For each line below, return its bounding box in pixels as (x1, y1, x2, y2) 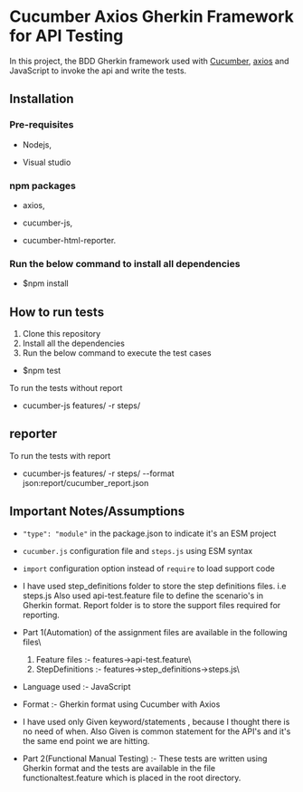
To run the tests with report (9, 450, 111, 461)
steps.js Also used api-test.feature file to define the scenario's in (22, 590, 264, 601)
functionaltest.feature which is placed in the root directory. (22, 772, 241, 783)
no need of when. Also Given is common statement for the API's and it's (22, 726, 291, 737)
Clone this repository (22, 329, 101, 339)
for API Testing (9, 25, 124, 46)
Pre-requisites (9, 119, 74, 131)
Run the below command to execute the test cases (22, 348, 212, 358)
